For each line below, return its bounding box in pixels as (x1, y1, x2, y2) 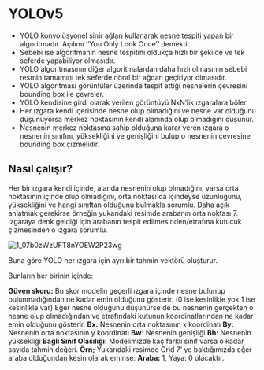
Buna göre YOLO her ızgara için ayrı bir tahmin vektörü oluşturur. (8, 255, 218, 265)
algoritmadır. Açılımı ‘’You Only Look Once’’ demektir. (19, 39, 191, 48)
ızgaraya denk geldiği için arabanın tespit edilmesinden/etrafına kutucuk (8, 216, 242, 226)
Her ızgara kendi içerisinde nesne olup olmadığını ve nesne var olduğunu (19, 105, 256, 115)
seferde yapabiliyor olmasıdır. (19, 56, 116, 65)
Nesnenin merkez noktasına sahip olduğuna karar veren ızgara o (19, 123, 229, 132)
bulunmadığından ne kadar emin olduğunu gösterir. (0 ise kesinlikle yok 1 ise (8, 294, 255, 304)
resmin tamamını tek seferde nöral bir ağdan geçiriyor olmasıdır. (19, 72, 227, 82)
